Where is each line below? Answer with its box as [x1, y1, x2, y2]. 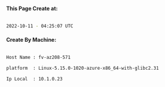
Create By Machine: [6, 36, 57, 43]
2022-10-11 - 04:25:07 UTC [6, 23, 74, 29]
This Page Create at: [6, 5, 58, 12]
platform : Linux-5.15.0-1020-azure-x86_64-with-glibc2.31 [6, 66, 160, 72]
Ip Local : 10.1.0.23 [6, 76, 63, 82]
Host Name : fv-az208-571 [6, 54, 71, 61]
